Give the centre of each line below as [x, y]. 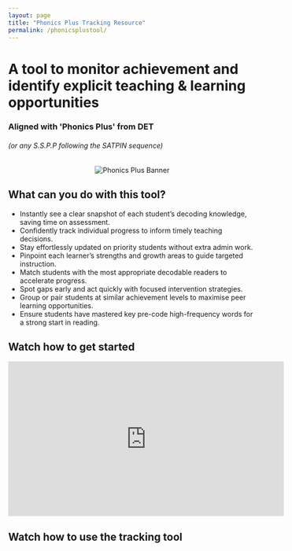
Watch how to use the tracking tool [95, 536]
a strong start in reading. [59, 322]
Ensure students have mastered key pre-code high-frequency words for [136, 314]
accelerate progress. [53, 281]
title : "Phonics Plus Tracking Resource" [77, 23]
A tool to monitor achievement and [123, 69]
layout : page [30, 15]
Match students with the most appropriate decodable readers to [123, 272]
